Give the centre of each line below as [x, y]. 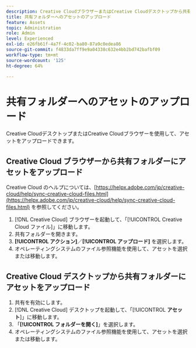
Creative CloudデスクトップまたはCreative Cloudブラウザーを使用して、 [93, 134]
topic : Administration [34, 28]
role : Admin [20, 33]
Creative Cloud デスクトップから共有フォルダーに [96, 276]
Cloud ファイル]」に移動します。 [54, 227]
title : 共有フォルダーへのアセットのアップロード [59, 17]
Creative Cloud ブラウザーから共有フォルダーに [92, 161]
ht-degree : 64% [24, 66]
